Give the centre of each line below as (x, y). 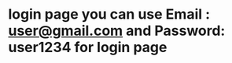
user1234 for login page (88, 47)
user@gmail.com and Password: (117, 31)
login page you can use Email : (109, 14)
